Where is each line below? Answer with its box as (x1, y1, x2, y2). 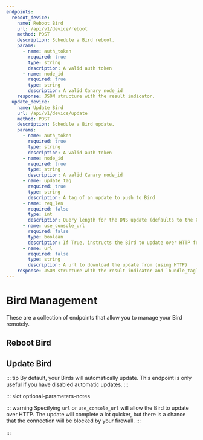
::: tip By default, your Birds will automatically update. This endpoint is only (6, 375, 192, 382)
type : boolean (28, 234, 63, 240)
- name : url (22, 245, 53, 251)
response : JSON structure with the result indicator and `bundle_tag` (17, 268, 199, 274)
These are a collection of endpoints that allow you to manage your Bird (6, 314, 182, 321)
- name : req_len (22, 200, 63, 206)
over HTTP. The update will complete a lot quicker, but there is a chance (6, 411, 186, 418)
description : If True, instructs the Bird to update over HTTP (28, 240, 190, 246)
